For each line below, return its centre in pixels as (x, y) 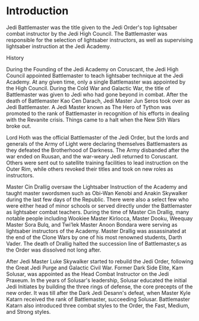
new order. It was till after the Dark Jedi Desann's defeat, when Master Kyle (99, 293)
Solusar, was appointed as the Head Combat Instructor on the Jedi (88, 274)
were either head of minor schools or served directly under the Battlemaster (99, 205)
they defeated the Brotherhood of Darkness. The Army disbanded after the (98, 150)
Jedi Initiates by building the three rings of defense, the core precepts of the (99, 287)
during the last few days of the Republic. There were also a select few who (97, 199)
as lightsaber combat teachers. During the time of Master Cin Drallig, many (98, 212)
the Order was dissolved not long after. (54, 250)
